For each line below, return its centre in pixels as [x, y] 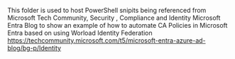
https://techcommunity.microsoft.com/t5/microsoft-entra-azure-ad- [106, 41]
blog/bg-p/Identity [34, 48]
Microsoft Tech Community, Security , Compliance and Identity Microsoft [114, 18]
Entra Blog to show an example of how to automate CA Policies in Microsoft [117, 25]
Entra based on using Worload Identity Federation [80, 33]
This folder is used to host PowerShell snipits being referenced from [107, 10]
